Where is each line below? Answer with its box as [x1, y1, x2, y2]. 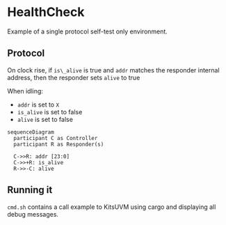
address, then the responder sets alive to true [7, 73, 140, 82]
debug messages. [7, 210, 59, 218]
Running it [7, 184, 53, 196]
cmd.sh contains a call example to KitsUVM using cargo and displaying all [7, 203, 216, 211]
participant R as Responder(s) [13, 141, 104, 148]
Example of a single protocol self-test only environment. [7, 27, 168, 36]
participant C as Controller [13, 134, 98, 141]
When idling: [7, 86, 44, 95]
